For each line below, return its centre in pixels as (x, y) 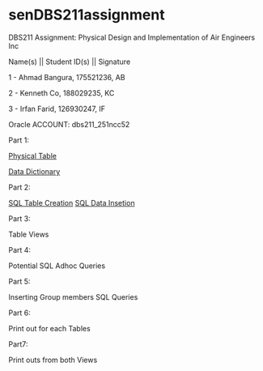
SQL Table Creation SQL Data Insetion (72, 203)
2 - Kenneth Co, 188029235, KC (62, 93)
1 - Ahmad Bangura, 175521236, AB (67, 77)
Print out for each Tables (49, 328)
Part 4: (19, 249)
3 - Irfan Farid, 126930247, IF (57, 109)
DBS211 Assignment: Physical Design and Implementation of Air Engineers (132, 37)
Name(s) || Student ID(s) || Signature (70, 62)
